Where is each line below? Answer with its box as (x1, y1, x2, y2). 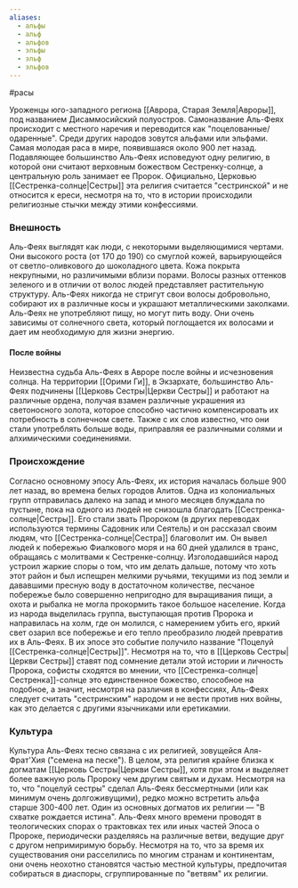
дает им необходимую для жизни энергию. (9, 327, 175, 338)
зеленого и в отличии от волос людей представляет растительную (9, 280, 264, 290)
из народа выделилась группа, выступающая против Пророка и (9, 607, 254, 619)
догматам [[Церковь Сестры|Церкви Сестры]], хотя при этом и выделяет (9, 763, 289, 775)
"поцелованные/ (207, 123, 270, 134)
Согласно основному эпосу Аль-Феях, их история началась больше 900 (9, 476, 286, 486)
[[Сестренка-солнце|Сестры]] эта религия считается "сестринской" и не (9, 180, 289, 191)
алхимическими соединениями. (9, 433, 132, 444)
